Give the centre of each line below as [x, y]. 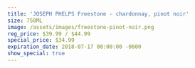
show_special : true [36, 54]
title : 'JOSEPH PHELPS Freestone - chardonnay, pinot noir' [99, 14]
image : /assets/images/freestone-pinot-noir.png [81, 27]
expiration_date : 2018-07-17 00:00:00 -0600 [74, 47]
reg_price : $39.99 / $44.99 [49, 34]
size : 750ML [25, 21]
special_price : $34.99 [41, 40]
